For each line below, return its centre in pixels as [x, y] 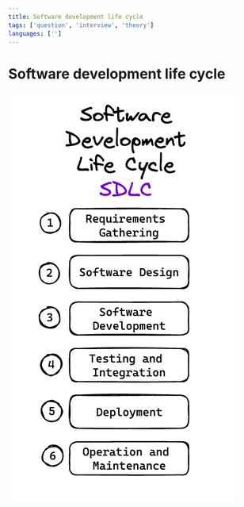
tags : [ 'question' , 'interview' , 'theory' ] [81, 25]
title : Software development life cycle [76, 17]
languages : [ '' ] [35, 33]
